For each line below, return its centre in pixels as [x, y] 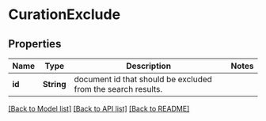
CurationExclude [65, 15]
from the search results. [118, 89]
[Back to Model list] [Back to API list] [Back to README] [99, 109]
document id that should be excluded [143, 79]
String [54, 84]
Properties [35, 44]
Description [149, 66]
